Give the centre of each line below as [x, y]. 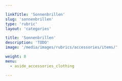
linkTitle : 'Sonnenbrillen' [35, 14]
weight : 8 [16, 57]
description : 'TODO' [27, 43]
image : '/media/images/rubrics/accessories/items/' [62, 47]
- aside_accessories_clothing [42, 66]
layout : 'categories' [28, 29]
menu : [11, 61]
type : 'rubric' [22, 24]
